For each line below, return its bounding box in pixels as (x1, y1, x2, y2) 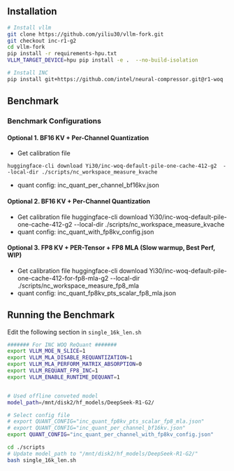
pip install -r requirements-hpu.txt (7, 50, 117, 57)
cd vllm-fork (7, 43, 45, 51)
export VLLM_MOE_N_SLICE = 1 (7, 348, 86, 355)
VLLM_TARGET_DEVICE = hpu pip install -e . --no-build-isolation (7, 57, 198, 64)
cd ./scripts (7, 444, 45, 451)
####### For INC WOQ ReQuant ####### (7, 341, 117, 349)
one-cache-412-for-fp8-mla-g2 (17, 274, 109, 282)
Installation (7, 6, 57, 17)
